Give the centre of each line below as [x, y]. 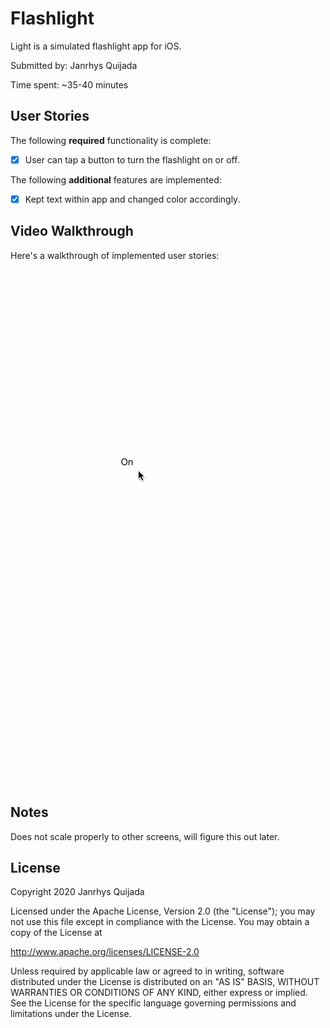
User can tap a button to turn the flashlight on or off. [132, 159]
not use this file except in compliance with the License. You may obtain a [160, 922]
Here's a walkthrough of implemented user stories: [115, 255]
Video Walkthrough [72, 231]
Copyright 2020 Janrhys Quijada [77, 892]
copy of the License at [56, 933]
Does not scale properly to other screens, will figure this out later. [145, 836]
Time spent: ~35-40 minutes [69, 84]
